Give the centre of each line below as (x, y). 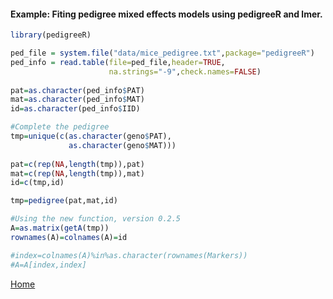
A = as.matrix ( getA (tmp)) (60, 228)
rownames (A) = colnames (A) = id (69, 237)
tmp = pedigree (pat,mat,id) (64, 201)
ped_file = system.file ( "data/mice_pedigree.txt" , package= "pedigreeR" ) (162, 53)
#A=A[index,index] (48, 265)
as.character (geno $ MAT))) (122, 145)
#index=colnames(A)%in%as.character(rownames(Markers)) (129, 255)
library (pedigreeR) (51, 35)
